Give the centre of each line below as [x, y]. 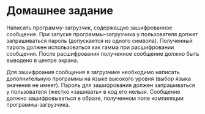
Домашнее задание [60, 11]
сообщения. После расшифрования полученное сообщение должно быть [103, 53]
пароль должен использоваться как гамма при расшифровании [90, 47]
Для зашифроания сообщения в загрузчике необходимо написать [93, 72]
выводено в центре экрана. [42, 60]
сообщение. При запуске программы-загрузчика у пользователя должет [102, 34]
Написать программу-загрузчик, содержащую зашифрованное [89, 28]
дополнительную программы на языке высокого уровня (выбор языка [99, 78]
